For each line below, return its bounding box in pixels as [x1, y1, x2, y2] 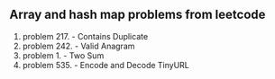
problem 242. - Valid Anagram [22, 40, 135, 51]
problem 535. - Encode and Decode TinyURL [22, 59, 189, 70]
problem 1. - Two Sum [22, 49, 105, 61]
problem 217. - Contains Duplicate [22, 31, 149, 41]
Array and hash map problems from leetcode [9, 7, 266, 22]
